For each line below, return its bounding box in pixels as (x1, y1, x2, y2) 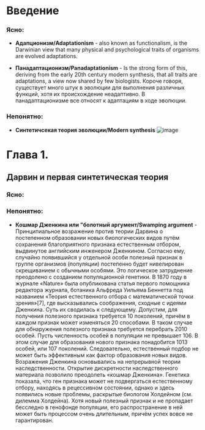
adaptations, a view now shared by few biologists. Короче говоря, (15, 77, 184, 85)
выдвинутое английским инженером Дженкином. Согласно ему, (15, 247, 185, 255)
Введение (6, 4, 59, 18)
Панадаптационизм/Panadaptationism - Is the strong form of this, (15, 64, 188, 72)
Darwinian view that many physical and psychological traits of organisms (15, 46, 199, 53)
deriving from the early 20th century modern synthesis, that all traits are (15, 71, 198, 79)
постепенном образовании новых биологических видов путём (15, 234, 180, 241)
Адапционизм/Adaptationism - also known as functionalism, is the (15, 39, 188, 47)
